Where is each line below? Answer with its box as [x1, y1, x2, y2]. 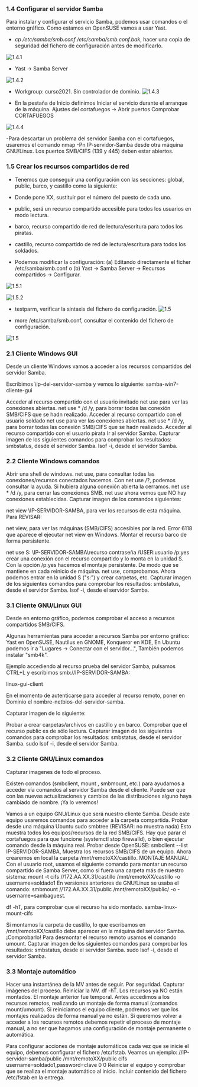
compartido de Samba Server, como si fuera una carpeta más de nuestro [6, 866, 184, 874]
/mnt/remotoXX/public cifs [63, 1055, 128, 1062]
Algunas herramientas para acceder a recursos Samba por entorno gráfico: [6, 633, 190, 640]
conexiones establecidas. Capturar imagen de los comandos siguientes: [6, 496, 181, 503]
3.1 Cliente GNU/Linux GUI [6, 601, 82, 609]
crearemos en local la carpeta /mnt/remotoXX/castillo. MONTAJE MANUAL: [6, 854, 190, 861]
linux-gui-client [6, 680, 43, 688]
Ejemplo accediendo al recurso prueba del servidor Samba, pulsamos [6, 663, 176, 670]
